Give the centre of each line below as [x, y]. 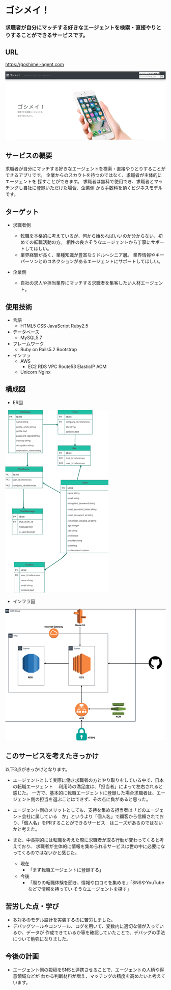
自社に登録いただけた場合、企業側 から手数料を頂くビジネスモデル [93, 188]
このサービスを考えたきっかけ [52, 756]
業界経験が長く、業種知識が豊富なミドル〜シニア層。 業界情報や [88, 255]
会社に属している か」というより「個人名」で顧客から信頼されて [91, 816]
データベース [26, 332]
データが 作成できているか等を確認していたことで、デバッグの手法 [96, 932]
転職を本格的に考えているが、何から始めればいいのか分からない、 [89, 236]
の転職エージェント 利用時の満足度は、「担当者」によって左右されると [88, 786]
